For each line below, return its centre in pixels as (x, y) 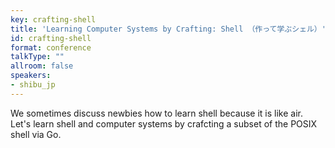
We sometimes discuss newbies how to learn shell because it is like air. (156, 113)
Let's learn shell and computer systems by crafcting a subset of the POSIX (164, 123)
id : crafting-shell (51, 38)
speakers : (31, 76)
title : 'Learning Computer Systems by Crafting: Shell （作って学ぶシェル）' (168, 29)
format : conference (51, 47)
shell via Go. (36, 134)
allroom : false (42, 66)
